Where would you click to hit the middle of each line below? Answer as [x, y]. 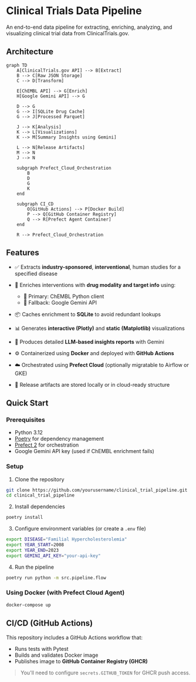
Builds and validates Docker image [56, 655]
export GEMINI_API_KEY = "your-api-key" [53, 556]
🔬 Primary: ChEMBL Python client [64, 296]
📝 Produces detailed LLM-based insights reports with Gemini [89, 342]
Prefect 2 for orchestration [47, 445]
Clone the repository [39, 479]
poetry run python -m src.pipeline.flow [56, 578]
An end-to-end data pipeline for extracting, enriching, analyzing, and [89, 27]
